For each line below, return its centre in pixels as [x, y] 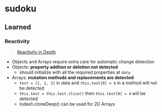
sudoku [21, 9]
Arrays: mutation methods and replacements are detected [73, 77]
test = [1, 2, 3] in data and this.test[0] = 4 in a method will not [88, 83]
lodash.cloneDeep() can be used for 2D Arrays [67, 104]
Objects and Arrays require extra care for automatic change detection [83, 61]
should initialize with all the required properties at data [75, 72]
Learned [18, 27]
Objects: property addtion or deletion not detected [65, 67]
